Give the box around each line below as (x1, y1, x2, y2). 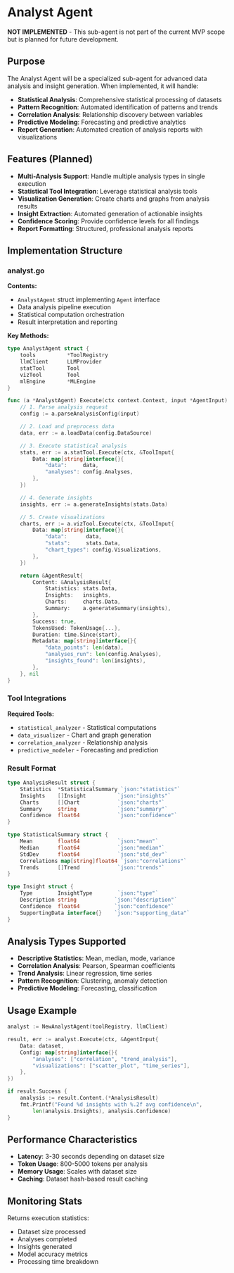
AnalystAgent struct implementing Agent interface (17, 295, 160, 304)
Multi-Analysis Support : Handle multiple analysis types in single (17, 172, 205, 180)
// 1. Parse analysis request (20, 404, 109, 411)
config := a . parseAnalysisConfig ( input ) (20, 410, 140, 418)
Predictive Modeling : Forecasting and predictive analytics (17, 118, 186, 126)
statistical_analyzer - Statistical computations (17, 723, 157, 731)
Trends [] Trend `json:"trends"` (20, 864, 165, 871)
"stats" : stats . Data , (44, 540, 121, 547)
